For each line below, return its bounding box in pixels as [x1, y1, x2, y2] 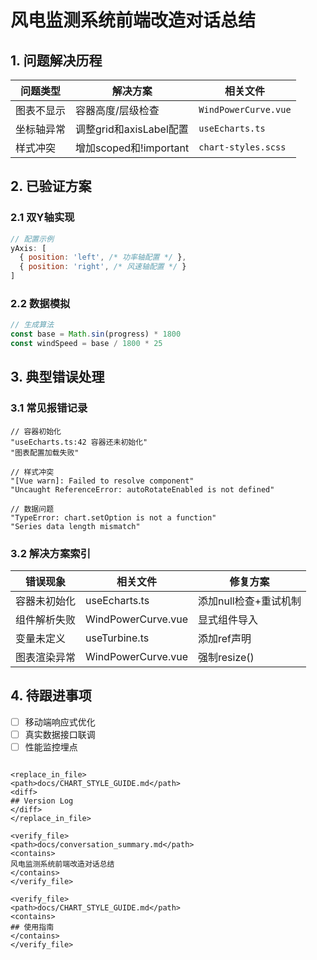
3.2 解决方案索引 [10, 546, 92, 560]
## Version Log [10, 796, 74, 806]
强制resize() [198, 650, 255, 664]
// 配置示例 [10, 234, 55, 244]
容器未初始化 [15, 594, 77, 608]
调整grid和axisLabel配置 [75, 122, 189, 136]
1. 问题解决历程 [10, 52, 103, 69]
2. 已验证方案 [10, 178, 92, 195]
